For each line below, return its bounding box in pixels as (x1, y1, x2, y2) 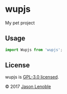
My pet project (5, 20, 35, 26)
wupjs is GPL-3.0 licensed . (5, 74, 59, 80)
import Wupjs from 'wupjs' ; (5, 47, 63, 52)
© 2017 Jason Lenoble (5, 84, 51, 90)
